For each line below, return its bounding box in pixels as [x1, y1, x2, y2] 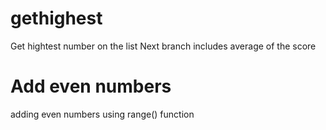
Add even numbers [10, 75, 172, 98]
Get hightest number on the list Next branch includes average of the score [10, 40, 317, 52]
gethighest [10, 7, 103, 30]
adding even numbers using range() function [10, 108, 195, 120]
